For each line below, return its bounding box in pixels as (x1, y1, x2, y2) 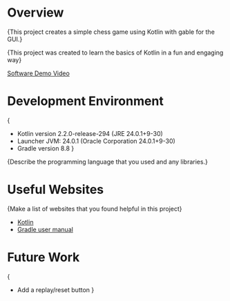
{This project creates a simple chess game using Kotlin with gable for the (7, 28, 215, 36)
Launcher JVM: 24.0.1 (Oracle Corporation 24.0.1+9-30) (17, 137, 176, 145)
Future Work (7, 250, 80, 265)
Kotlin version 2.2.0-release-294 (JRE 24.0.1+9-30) (17, 129, 164, 137)
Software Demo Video (7, 69, 70, 77)
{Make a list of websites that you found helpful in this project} (7, 204, 182, 213)
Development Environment (7, 93, 164, 109)
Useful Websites (7, 182, 104, 197)
